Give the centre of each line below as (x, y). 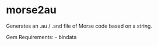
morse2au (31, 10)
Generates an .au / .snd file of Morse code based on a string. (79, 26)
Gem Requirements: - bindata (41, 37)
